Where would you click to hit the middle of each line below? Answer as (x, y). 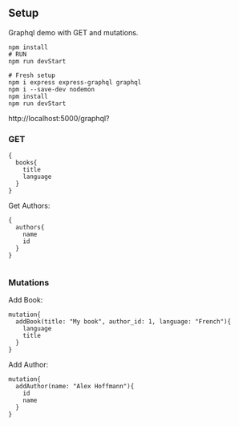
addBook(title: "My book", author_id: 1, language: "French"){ (123, 322)
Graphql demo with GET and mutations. (73, 32)
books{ (26, 163)
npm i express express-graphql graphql (75, 82)
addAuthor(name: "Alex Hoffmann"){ (75, 387)
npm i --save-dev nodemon (51, 89)
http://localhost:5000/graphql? (59, 118)
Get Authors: (29, 206)
